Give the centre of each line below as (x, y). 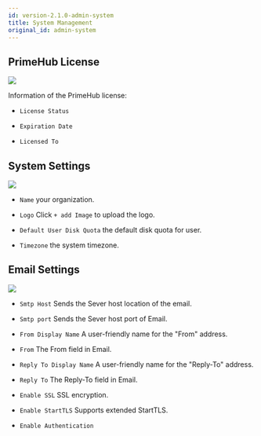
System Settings (49, 166)
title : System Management (50, 23)
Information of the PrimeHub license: (68, 96)
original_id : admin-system (52, 30)
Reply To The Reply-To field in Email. (79, 379)
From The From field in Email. (65, 349)
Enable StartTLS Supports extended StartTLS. (94, 410)
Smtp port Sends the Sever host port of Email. (93, 318)
